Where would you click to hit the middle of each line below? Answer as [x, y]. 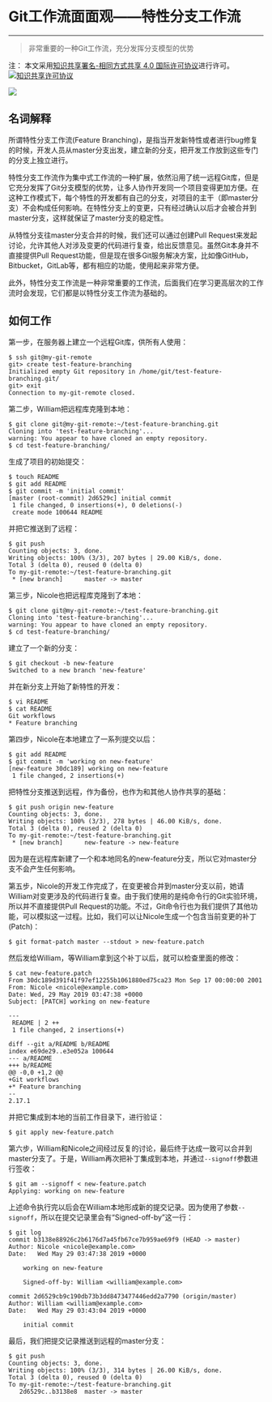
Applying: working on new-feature [67, 1191]
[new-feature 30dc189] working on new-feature [88, 768]
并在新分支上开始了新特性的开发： [65, 686]
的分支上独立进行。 [40, 160]
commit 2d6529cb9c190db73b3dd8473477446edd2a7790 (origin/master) [123, 1296]
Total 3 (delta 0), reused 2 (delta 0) [76, 828]
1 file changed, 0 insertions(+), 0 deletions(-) [97, 505]
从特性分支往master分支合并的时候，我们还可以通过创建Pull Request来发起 [133, 235]
